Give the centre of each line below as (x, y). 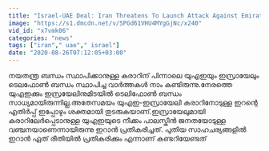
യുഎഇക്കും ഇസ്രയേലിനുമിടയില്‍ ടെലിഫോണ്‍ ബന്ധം (95, 93)
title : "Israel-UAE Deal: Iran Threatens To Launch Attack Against (123, 16)
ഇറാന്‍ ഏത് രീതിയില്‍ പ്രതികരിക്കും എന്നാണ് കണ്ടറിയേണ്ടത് (107, 138)
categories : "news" (41, 38)
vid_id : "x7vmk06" (39, 30)
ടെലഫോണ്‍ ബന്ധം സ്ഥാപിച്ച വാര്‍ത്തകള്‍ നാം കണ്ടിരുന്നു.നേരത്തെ (120, 84)
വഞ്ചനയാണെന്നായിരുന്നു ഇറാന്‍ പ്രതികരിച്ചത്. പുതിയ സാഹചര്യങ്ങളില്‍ (127, 129)
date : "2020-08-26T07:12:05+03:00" (68, 53)
